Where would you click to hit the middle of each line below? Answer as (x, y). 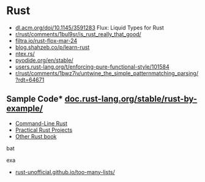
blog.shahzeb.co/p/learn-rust (52, 47)
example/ (25, 109)
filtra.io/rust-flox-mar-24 (46, 40)
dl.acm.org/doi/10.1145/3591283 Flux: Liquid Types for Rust (89, 28)
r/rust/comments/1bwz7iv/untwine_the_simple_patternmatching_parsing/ (107, 73)
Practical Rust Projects (44, 130)
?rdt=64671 (30, 80)
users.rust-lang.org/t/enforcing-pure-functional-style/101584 (92, 66)
